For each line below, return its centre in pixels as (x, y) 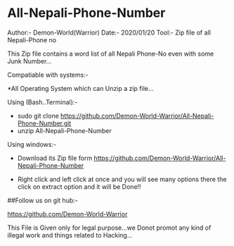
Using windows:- (32, 144)
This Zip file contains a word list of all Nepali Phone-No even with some (111, 54)
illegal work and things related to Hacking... (70, 235)
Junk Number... (30, 61)
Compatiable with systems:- (48, 75)
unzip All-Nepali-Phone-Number (64, 130)
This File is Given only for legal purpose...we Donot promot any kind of (109, 228)
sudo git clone (38, 116)
